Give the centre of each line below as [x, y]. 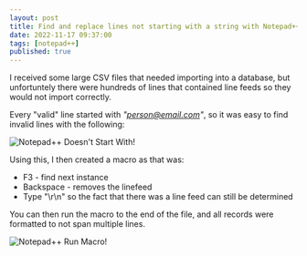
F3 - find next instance [65, 178]
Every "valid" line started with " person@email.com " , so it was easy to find [149, 115]
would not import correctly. [60, 97]
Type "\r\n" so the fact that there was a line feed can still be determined [158, 197]
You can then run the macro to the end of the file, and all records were [142, 214]
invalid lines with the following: [67, 125]
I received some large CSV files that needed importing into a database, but [150, 77]
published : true [40, 52]
